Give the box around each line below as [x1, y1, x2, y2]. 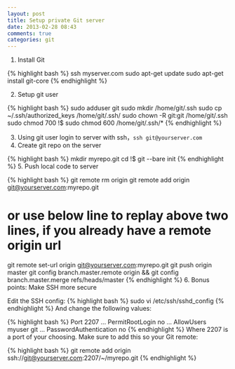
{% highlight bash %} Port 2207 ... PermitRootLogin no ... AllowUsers [7, 318, 207, 326]
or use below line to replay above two [7, 208, 229, 224]
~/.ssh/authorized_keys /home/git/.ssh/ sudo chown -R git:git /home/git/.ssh [7, 112, 228, 120]
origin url [7, 238, 62, 253]
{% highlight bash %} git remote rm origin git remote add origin [7, 176, 190, 184]
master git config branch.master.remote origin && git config [7, 268, 179, 277]
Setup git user [17, 90, 58, 99]
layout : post [7, 10, 46, 18]
